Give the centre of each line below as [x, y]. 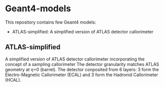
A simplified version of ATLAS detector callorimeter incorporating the [75, 59]
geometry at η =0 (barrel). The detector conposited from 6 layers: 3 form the [82, 69]
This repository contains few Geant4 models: [51, 22]
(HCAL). [13, 80]
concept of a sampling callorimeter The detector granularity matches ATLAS [82, 64]
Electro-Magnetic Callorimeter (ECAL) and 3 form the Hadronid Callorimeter [82, 75]
